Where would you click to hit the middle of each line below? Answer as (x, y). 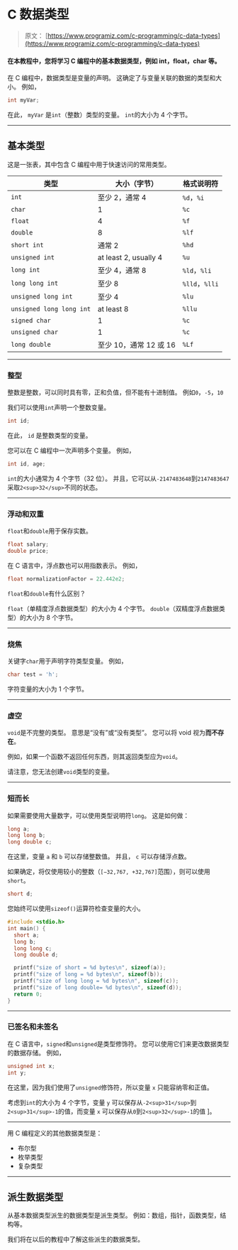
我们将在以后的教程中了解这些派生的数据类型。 (75, 1239)
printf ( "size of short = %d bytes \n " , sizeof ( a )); (90, 968)
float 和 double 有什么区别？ (47, 593)
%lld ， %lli (201, 284)
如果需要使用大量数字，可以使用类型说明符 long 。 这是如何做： (98, 815)
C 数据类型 (38, 15)
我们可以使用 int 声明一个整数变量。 (59, 408)
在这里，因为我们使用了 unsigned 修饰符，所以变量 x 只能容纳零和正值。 (110, 1087)
